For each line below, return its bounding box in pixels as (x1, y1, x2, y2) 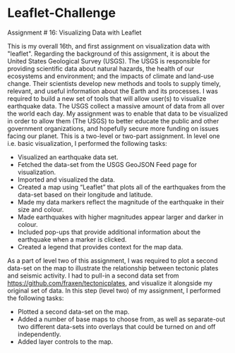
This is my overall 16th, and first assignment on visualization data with (7, 42, 210, 50)
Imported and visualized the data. (17, 175, 115, 184)
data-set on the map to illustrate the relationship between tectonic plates (7, 264, 219, 272)
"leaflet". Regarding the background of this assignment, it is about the (7, 49, 210, 58)
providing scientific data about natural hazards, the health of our (7, 64, 195, 73)
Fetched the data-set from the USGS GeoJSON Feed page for (17, 160, 198, 168)
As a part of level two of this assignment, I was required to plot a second (7, 256, 218, 265)
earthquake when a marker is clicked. (17, 235, 127, 244)
